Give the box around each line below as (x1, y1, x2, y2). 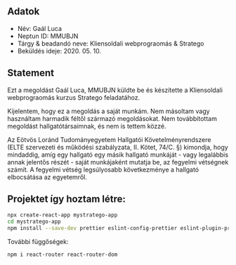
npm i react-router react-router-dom (7, 251, 118, 259)
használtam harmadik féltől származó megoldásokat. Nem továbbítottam (7, 114, 218, 122)
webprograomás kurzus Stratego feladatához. (7, 93, 140, 101)
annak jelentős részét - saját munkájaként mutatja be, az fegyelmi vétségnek (7, 157, 229, 166)
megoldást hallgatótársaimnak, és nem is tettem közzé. (7, 122, 166, 130)
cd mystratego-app (7, 218, 61, 226)
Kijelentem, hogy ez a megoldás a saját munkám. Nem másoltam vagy (7, 107, 210, 115)
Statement (7, 67, 55, 79)
